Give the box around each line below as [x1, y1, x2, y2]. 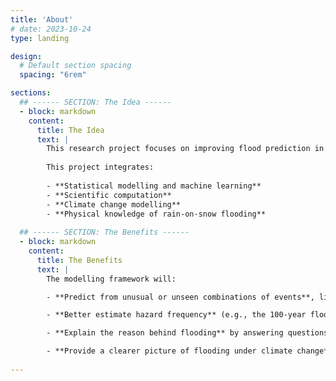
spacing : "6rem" [19, 70, 87, 80]
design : [10, 51, 43, 61]
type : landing [10, 33, 70, 43]
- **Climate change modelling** [46, 199, 182, 210]
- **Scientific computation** [46, 190, 172, 200]
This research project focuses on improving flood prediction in [46, 144, 325, 154]
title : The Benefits [36, 255, 123, 265]
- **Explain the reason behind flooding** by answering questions [46, 328, 329, 338]
